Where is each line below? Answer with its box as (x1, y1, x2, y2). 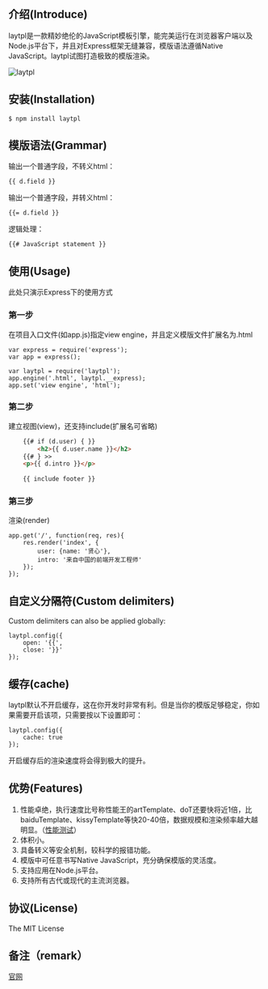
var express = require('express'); (8, 346, 128, 354)
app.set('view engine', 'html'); (8, 381, 121, 389)
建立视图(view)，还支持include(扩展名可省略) (8, 421, 158, 431)
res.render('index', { (23, 539, 99, 547)
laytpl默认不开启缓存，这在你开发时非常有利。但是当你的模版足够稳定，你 (8, 700, 253, 710)
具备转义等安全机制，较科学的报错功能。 (19, 845, 155, 855)
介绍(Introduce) (8, 7, 88, 22)
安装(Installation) (8, 92, 95, 107)
